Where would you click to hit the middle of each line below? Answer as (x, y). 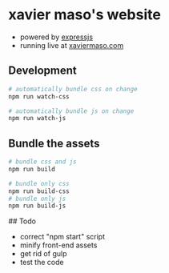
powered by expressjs (56, 37)
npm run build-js (37, 206)
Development (43, 71)
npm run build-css (39, 191)
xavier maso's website (85, 15)
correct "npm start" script (62, 237)
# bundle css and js (43, 162)
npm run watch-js (37, 118)
